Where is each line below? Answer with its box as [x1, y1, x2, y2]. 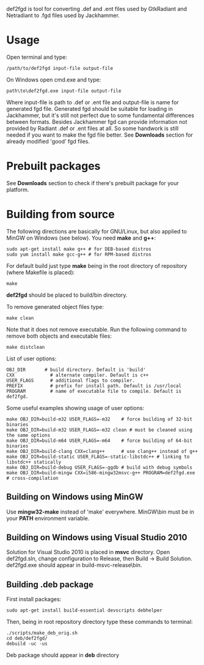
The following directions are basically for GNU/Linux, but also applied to [6, 227, 188, 235]
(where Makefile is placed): [6, 268, 75, 276]
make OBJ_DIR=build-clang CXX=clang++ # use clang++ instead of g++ [6, 448, 199, 454]
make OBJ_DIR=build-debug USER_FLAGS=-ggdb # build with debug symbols [6, 464, 192, 471]
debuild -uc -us [6, 640, 48, 647]
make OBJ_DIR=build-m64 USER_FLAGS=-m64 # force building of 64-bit [6, 438, 192, 444]
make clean [6, 315, 34, 321]
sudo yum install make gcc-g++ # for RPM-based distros [6, 251, 151, 257]
